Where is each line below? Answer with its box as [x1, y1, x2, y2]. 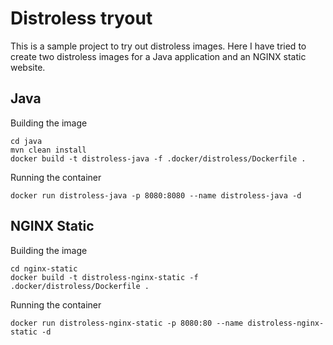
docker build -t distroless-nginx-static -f [10, 272, 199, 282]
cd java [10, 136, 43, 146]
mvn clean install [10, 145, 87, 155]
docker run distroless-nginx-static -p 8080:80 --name [10, 318, 244, 328]
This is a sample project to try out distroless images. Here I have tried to [10, 40, 307, 52]
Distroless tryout [10, 7, 153, 30]
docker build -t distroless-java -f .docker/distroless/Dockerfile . [10, 153, 307, 164]
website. [10, 61, 46, 73]
